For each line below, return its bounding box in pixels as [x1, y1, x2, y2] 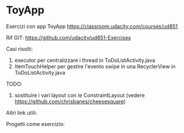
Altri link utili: [6, 109, 37, 116]
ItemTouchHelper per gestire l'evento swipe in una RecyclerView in [14, 62, 176, 70]
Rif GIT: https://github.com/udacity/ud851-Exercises [6, 34, 131, 41]
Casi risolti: [6, 45, 33, 52]
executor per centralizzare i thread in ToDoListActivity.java [14, 57, 156, 64]
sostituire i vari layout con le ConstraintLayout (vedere [14, 92, 145, 99]
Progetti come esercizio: [6, 120, 65, 127]
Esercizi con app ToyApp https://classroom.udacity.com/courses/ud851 [6, 23, 178, 30]
